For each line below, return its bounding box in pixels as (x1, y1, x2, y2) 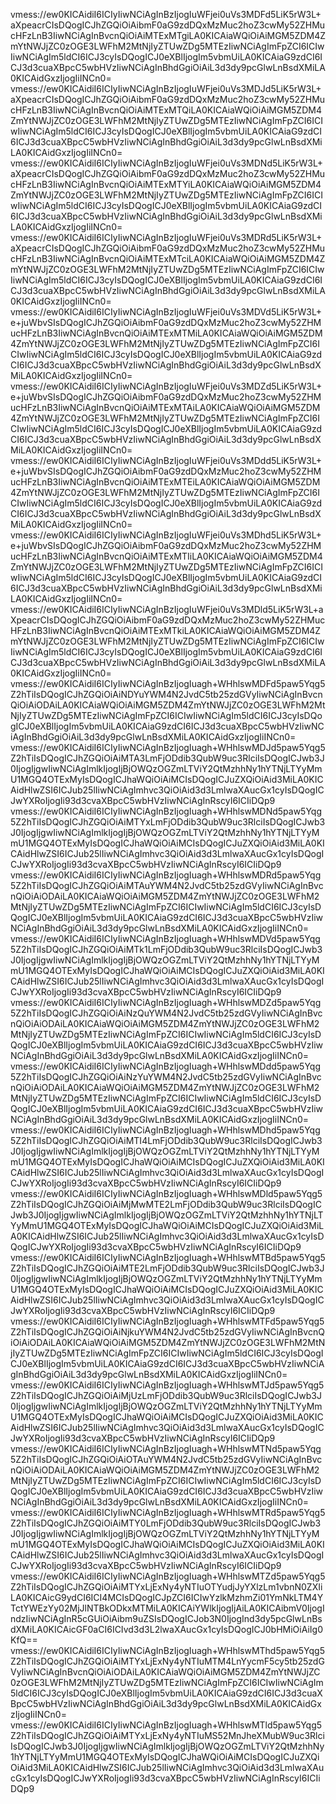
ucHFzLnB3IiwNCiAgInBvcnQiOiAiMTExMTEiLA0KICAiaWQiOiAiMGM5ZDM (10, 476, 321, 488)
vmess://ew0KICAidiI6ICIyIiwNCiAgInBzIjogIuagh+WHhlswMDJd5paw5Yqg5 (10, 742, 326, 753)
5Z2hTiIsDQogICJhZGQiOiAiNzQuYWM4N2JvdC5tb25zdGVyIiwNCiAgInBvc (10, 1007, 323, 1019)
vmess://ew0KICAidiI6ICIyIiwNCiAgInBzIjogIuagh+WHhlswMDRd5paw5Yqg (10, 869, 322, 881)
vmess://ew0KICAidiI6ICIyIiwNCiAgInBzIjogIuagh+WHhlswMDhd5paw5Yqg (10, 1124, 321, 1136)
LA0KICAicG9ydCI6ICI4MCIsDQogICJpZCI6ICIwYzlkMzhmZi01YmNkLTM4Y (10, 1592, 324, 1603)
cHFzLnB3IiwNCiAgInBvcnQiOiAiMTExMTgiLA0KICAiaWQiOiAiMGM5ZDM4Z (10, 30, 326, 41)
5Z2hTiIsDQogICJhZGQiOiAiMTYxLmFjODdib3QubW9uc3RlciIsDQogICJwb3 (10, 816, 326, 828)
